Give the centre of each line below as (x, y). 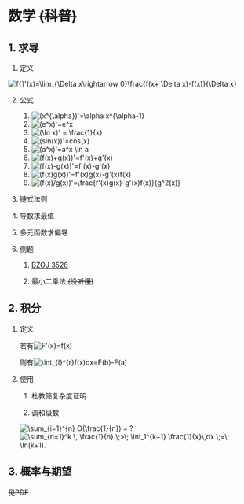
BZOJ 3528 (49, 265)
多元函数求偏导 (44, 232)
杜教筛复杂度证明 (59, 395)
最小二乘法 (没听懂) (62, 281)
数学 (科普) (42, 16)
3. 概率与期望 (40, 472)
